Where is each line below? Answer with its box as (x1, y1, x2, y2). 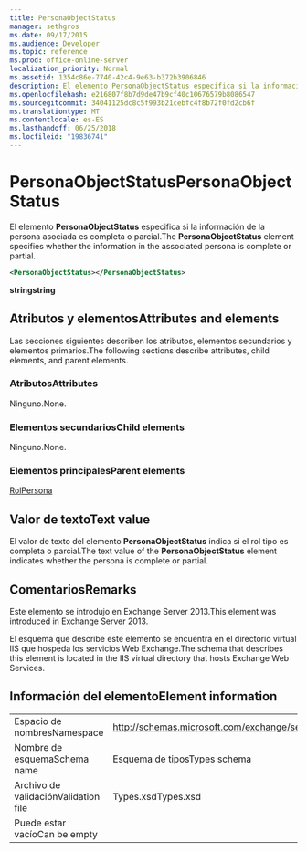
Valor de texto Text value (9, 511, 151, 527)
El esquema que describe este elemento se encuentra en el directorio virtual (9, 634, 297, 645)
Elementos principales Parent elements (9, 465, 185, 478)
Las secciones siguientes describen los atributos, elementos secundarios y (9, 335, 292, 346)
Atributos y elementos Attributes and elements (9, 311, 280, 327)
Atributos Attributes (9, 377, 99, 390)
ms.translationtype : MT (9, 107, 101, 116)
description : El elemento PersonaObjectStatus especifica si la (9, 81, 259, 90)
